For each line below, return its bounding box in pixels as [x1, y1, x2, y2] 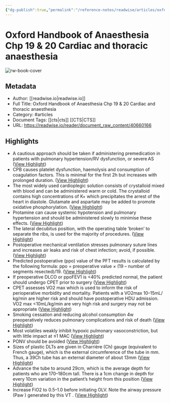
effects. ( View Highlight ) [12, 220, 63, 227]
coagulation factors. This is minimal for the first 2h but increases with [12, 172, 157, 178]
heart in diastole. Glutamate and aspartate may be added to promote [12, 199, 155, 205]
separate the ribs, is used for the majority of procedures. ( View [12, 231, 144, 237]
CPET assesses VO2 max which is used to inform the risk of [12, 285, 138, 291]
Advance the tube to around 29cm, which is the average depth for [12, 365, 150, 372]
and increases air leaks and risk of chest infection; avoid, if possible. [12, 247, 156, 253]
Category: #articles [12, 112, 53, 118]
